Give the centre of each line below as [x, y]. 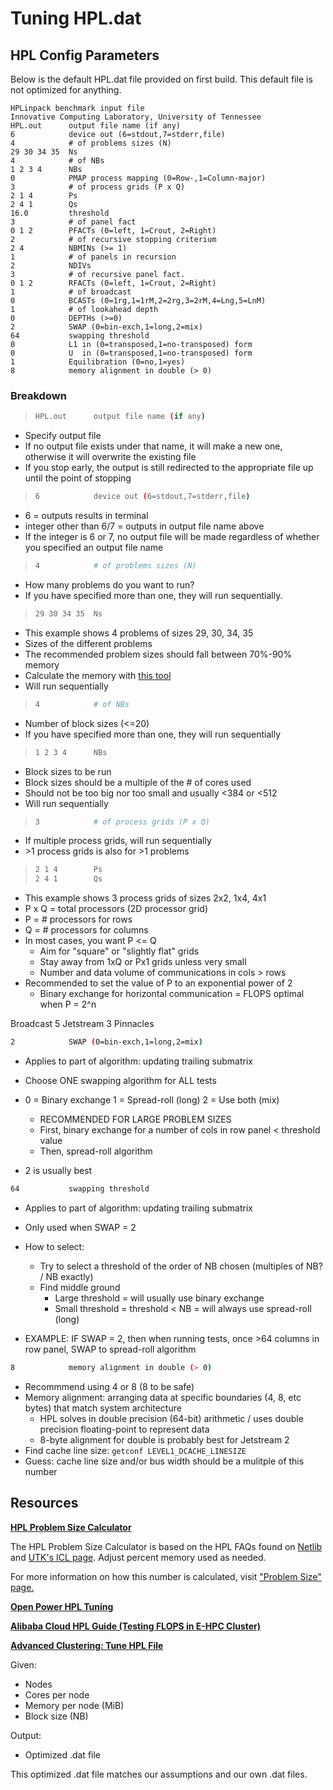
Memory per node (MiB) [74, 1705]
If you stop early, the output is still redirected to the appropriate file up [169, 468]
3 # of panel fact [73, 222]
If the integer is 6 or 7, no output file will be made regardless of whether [172, 537]
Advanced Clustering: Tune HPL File [87, 1645]
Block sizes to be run [68, 771]
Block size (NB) [56, 1716]
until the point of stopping [78, 478]
